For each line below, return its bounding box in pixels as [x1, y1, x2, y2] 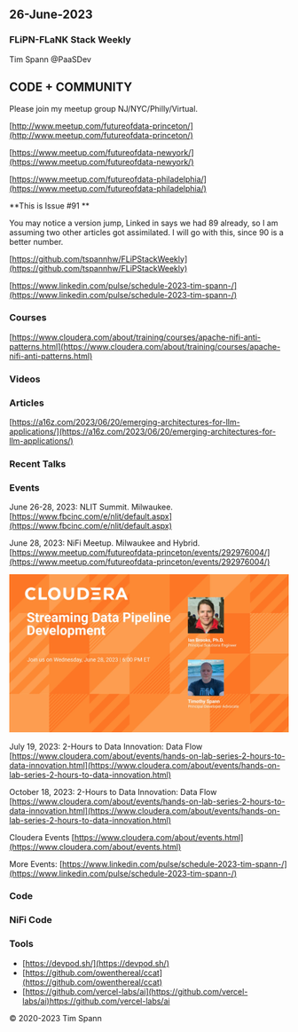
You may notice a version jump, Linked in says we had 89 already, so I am [9, 217, 278, 228]
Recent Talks [9, 457, 67, 469]
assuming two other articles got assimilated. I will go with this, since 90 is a [9, 226, 284, 238]
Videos [9, 373, 41, 385]
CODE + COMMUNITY [9, 80, 133, 95]
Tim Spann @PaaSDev [9, 53, 91, 65]
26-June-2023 [9, 7, 93, 22]
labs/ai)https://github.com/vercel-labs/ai [21, 996, 170, 1006]
